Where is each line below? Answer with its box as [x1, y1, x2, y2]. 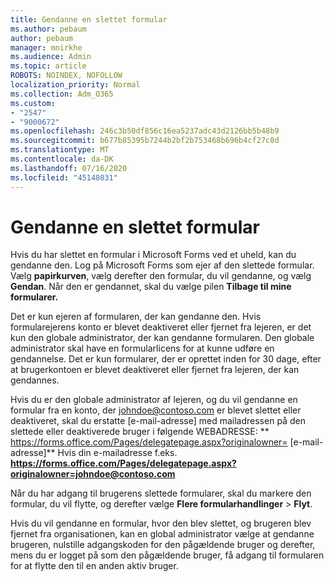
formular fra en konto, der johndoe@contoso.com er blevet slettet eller [10, 404, 302, 416]
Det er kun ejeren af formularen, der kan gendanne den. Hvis [10, 311, 262, 323]
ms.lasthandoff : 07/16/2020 [10, 163, 128, 173]
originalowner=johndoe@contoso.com [10, 468, 176, 480]
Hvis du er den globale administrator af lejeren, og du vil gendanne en [10, 394, 298, 406]
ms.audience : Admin [10, 52, 92, 62]
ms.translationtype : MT [10, 145, 110, 155]
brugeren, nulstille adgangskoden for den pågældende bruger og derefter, [10, 539, 316, 551]
